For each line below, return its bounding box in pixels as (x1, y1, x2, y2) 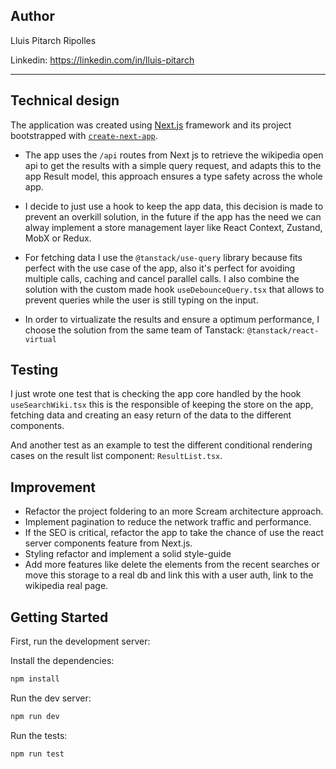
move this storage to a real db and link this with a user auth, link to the (24, 569, 314, 581)
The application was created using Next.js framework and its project (10, 119, 292, 131)
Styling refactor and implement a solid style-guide (24, 548, 232, 560)
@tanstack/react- (246, 325, 320, 336)
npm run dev (10, 711, 60, 721)
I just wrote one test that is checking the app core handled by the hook (10, 388, 302, 400)
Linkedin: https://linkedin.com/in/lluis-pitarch (10, 54, 195, 66)
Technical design (10, 92, 120, 109)
